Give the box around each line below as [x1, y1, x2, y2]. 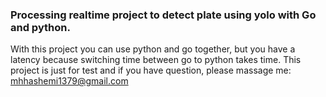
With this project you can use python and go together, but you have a [10, 43, 296, 55]
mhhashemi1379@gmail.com [10, 75, 129, 87]
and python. [10, 20, 71, 34]
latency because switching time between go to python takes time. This [10, 54, 302, 66]
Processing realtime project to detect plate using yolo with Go [10, 8, 317, 22]
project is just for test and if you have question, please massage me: [10, 64, 292, 77]
